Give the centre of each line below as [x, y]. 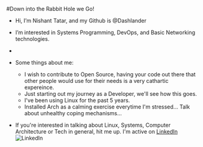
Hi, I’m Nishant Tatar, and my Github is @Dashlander [81, 20]
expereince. [39, 87]
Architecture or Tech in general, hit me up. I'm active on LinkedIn [96, 131]
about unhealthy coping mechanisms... [73, 113]
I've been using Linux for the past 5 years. [77, 100]
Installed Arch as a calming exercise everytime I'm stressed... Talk [107, 107]
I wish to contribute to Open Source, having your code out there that [110, 74]
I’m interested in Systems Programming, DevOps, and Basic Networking [105, 32]
